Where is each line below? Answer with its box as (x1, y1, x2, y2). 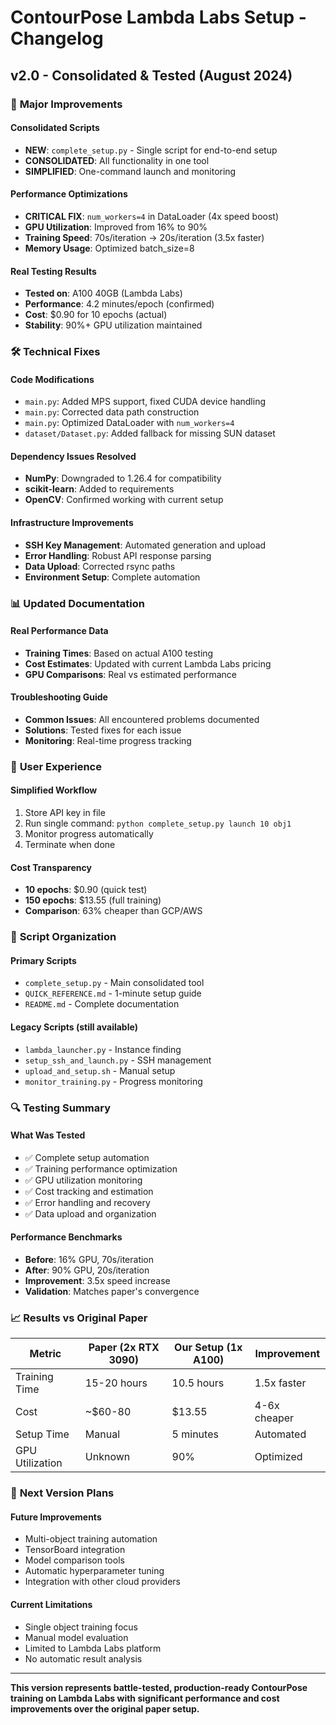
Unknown (84, 1450, 131, 1464)
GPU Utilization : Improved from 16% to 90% (24, 221, 208, 233)
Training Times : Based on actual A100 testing (24, 647, 214, 659)
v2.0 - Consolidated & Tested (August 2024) (10, 67, 293, 84)
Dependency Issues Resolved (10, 450, 137, 462)
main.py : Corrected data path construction (24, 406, 200, 418)
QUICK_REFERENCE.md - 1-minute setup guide (24, 987, 202, 1000)
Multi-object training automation (24, 1533, 158, 1545)
